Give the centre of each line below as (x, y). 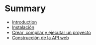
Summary (25, 9)
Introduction (24, 22)
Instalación (23, 27)
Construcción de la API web (40, 38)
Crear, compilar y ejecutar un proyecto (51, 32)
